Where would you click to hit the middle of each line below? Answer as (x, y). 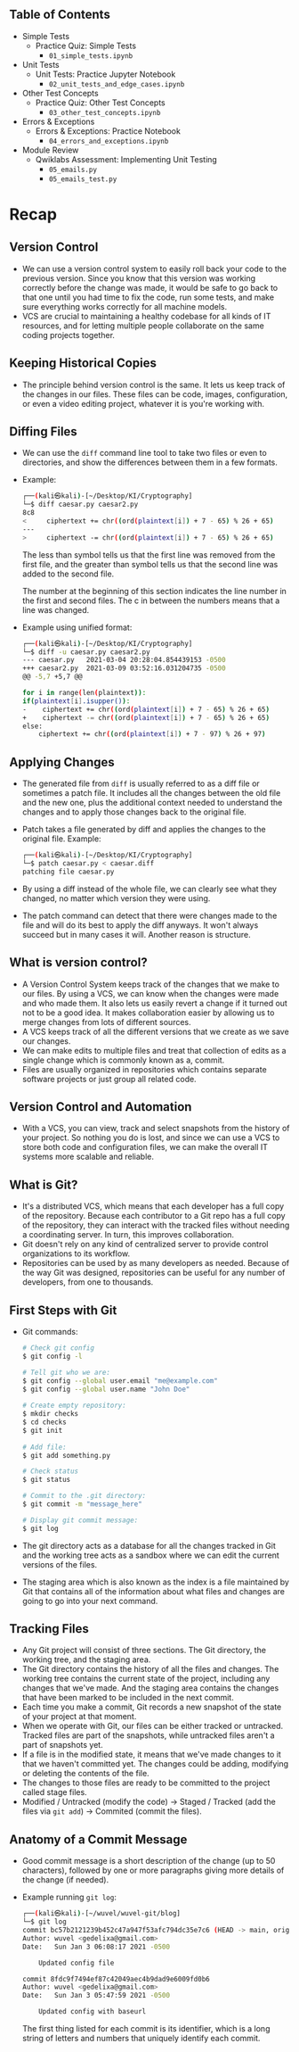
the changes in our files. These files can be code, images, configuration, (155, 394)
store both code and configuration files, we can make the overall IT (145, 1147)
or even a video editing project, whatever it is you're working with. (143, 403)
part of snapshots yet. (63, 1745)
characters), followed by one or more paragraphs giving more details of (153, 1870)
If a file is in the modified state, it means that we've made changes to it (152, 1754)
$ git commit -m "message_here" (82, 1504)
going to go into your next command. (90, 1601)
